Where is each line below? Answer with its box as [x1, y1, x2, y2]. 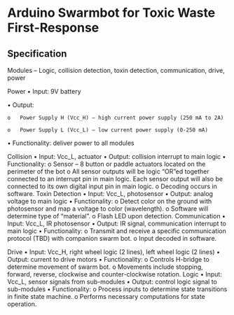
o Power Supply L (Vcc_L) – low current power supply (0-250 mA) [7, 127, 209, 134]
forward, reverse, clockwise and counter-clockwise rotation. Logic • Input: [7, 270, 222, 278]
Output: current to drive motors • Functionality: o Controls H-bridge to [7, 255, 210, 263]
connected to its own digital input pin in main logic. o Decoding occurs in [7, 182, 217, 190]
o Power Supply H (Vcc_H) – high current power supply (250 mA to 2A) [7, 114, 224, 121]
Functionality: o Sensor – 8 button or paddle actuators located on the [7, 160, 206, 168]
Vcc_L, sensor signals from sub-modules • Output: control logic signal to [7, 278, 217, 286]
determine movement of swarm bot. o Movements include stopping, [7, 262, 203, 271]
